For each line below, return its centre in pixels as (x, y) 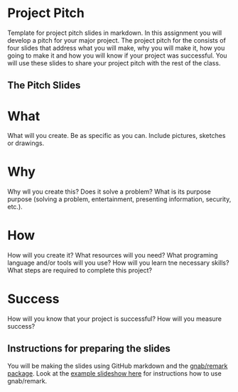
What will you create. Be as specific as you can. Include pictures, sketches (117, 136)
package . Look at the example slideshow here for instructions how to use (114, 373)
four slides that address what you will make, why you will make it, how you (116, 48)
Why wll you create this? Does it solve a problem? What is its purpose (109, 192)
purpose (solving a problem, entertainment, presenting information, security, (119, 199)
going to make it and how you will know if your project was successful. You (117, 55)
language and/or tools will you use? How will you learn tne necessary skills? (118, 263)
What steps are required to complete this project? (80, 270)
